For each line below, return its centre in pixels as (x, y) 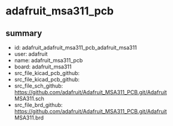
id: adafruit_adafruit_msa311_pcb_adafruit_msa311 (75, 47)
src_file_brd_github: (38, 105)
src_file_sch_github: (39, 86)
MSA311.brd (29, 118)
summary (24, 33)
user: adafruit (31, 54)
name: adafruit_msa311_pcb (48, 60)
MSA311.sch (29, 98)
